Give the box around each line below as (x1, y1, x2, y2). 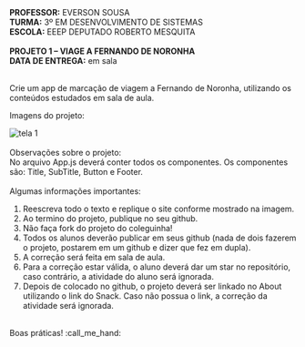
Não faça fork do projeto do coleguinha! (22, 223, 173, 233)
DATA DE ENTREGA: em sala (9, 56, 117, 66)
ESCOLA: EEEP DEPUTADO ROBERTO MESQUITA (9, 26, 196, 37)
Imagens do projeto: (9, 110, 85, 120)
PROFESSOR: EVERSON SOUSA (9, 7, 130, 17)
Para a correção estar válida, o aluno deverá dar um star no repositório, (22, 261, 291, 272)
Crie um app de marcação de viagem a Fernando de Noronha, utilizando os (9, 83, 291, 93)
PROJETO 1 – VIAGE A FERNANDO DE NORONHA (9, 46, 196, 56)
